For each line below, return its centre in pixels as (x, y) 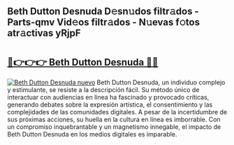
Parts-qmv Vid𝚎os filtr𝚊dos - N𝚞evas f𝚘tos (104, 23)
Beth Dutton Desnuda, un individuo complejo (161, 82)
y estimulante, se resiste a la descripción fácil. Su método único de (103, 90)
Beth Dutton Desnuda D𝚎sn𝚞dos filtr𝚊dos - (103, 12)
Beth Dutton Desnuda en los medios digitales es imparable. (92, 134)
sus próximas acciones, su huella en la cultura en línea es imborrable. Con (114, 119)
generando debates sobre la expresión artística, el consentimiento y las (110, 105)
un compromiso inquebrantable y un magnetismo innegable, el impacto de (114, 127)
